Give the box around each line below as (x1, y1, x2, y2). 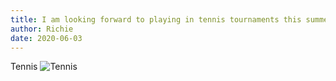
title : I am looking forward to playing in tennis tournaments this (10, 14, 302, 25)
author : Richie (10, 24, 74, 34)
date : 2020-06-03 (10, 33, 83, 43)
